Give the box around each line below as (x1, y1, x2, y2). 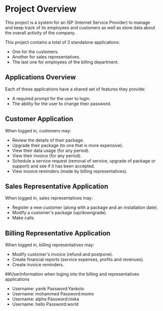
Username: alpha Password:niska (12, 296, 79, 302)
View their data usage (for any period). (12, 147, 90, 153)
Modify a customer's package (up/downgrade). (12, 210, 107, 216)
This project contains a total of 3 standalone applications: (5, 39, 120, 45)
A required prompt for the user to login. (12, 95, 91, 101)
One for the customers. (12, 49, 59, 55)
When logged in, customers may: (5, 128, 72, 133)
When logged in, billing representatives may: (5, 242, 94, 248)
